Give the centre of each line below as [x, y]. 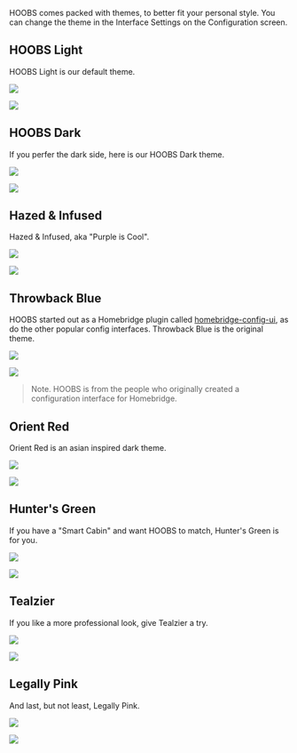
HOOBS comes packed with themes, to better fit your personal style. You [142, 13]
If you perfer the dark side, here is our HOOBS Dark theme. [117, 154]
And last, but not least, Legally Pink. [74, 705]
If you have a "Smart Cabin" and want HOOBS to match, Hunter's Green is [144, 530]
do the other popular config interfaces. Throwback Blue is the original [137, 329]
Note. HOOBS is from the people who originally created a [135, 389]
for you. [23, 540]
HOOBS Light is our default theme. [72, 71]
